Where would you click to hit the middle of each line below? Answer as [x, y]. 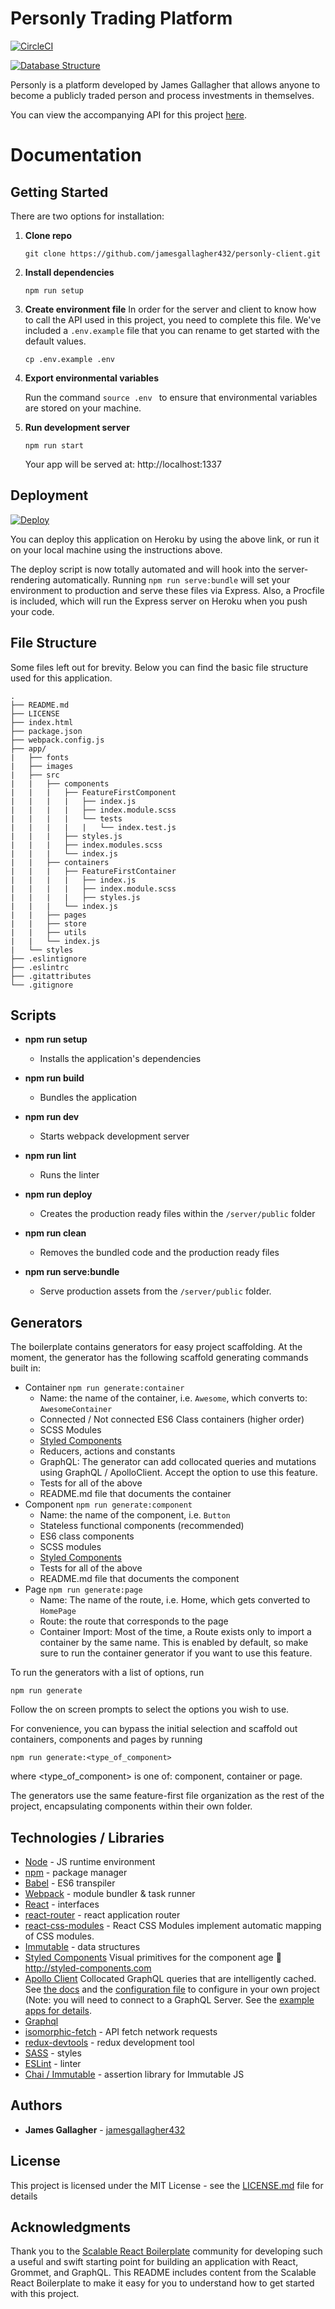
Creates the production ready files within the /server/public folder [177, 1214]
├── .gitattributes [51, 976]
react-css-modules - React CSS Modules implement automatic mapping [173, 1925]
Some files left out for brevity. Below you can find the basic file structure [159, 667]
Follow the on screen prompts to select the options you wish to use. [150, 1709]
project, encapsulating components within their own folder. [131, 1806]
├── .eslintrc [40, 967]
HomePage [58, 1612]
